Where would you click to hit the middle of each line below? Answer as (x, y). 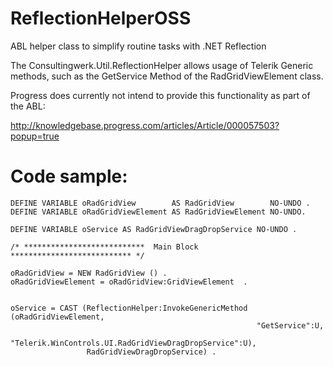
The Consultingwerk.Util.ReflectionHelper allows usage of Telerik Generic (162, 65)
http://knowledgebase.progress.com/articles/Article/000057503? (145, 125)
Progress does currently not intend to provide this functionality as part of (160, 95)
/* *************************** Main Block (104, 247)
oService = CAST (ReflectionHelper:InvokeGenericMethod (129, 308)
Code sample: (69, 176)
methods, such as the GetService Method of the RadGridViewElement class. (167, 76)
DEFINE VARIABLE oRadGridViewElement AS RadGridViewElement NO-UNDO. (158, 212)
